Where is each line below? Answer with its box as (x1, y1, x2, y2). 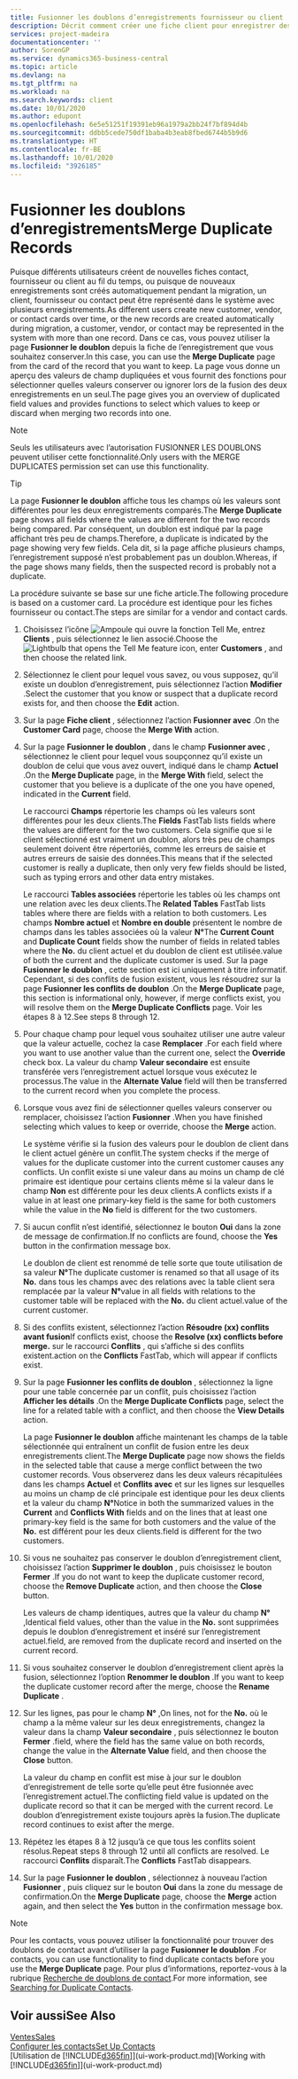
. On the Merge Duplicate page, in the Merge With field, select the (22, 770, 264, 781)
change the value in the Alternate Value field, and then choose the (22, 1746, 267, 1756)
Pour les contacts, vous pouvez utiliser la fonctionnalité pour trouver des (10, 1935, 275, 1946)
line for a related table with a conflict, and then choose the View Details (22, 1405, 286, 1416)
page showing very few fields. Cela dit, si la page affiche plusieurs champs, (10, 543, 286, 553)
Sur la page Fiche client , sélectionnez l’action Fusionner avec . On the (22, 715, 279, 726)
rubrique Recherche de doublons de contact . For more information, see (10, 1973, 268, 1983)
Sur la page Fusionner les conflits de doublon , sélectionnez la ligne (22, 1377, 273, 1388)
